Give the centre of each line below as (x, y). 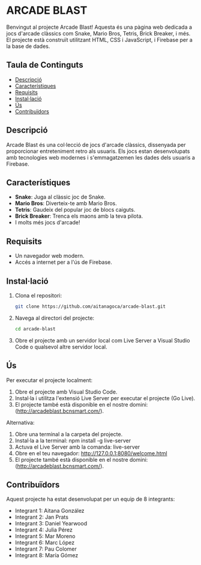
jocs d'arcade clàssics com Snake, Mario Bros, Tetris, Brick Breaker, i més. (98, 33)
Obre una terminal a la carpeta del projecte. (69, 434)
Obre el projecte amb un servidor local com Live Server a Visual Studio (102, 340)
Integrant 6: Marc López (45, 543)
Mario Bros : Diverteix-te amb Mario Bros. (66, 203)
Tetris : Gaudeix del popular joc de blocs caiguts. (75, 210)
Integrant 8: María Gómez (46, 555)
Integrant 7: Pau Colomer (46, 549)
